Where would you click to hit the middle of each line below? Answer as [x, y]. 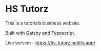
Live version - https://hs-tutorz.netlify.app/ [50, 43]
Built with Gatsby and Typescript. [40, 33]
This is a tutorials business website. [43, 23]
